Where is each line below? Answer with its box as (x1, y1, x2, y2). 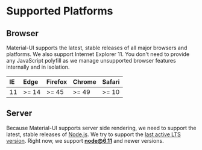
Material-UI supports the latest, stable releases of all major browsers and (6, 44, 188, 51)
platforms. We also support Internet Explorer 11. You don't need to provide (6, 51, 190, 58)
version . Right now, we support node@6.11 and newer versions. (6, 137, 164, 144)
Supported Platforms (6, 4, 113, 18)
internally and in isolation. (6, 63, 70, 70)
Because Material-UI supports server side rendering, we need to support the (6, 124, 197, 131)
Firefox (46, 78, 68, 86)
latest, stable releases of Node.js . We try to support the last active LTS (6, 131, 181, 138)
